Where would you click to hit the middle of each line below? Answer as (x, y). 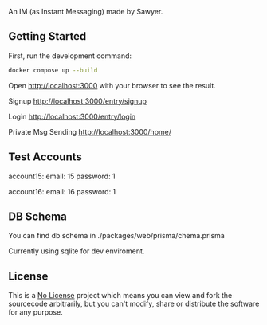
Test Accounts (45, 157)
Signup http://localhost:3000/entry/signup (78, 101)
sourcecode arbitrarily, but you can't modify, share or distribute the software (134, 304)
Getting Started (47, 36)
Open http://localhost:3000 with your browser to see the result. (112, 85)
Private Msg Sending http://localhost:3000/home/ (90, 131)
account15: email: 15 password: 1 (62, 176)
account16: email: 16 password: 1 (62, 191)
